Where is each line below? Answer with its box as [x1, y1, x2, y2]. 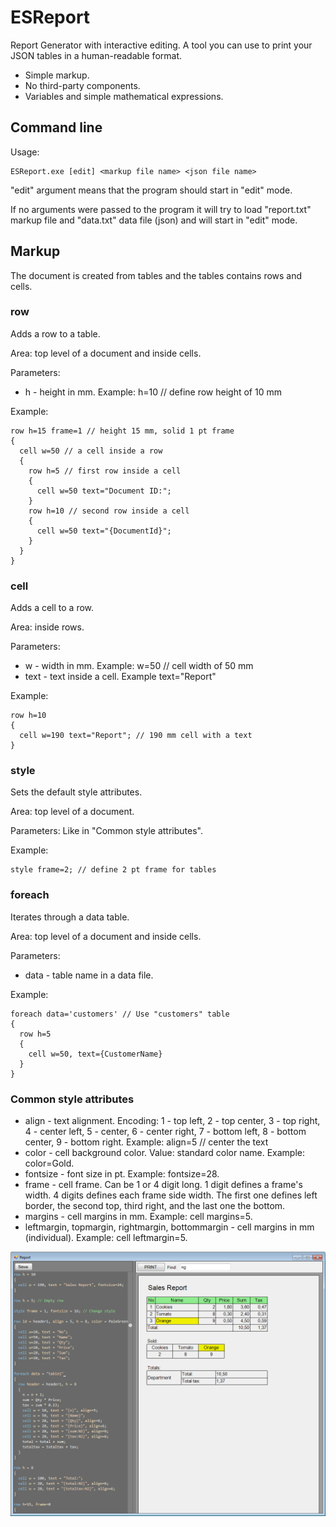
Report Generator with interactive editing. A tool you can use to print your [10, 39, 313, 51]
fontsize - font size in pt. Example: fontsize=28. [24, 1168, 220, 1180]
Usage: [10, 146, 40, 158]
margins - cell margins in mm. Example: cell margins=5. [24, 1211, 253, 1223]
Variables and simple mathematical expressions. [24, 90, 224, 102]
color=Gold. [24, 1157, 75, 1170]
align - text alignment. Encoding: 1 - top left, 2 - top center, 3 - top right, [24, 1115, 321, 1127]
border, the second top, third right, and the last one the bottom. [24, 1200, 286, 1212]
